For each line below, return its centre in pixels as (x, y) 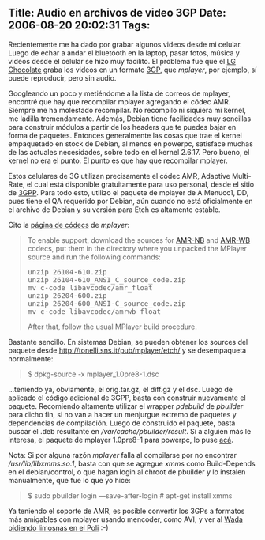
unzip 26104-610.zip (67, 272)
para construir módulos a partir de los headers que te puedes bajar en (122, 127)
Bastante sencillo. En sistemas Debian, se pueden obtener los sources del (128, 342)
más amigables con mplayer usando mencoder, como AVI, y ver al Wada (125, 519)
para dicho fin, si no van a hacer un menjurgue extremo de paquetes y (122, 414)
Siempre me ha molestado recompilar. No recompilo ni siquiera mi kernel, (127, 110)
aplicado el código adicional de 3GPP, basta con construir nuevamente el (127, 398)
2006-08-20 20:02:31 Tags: (79, 26)
